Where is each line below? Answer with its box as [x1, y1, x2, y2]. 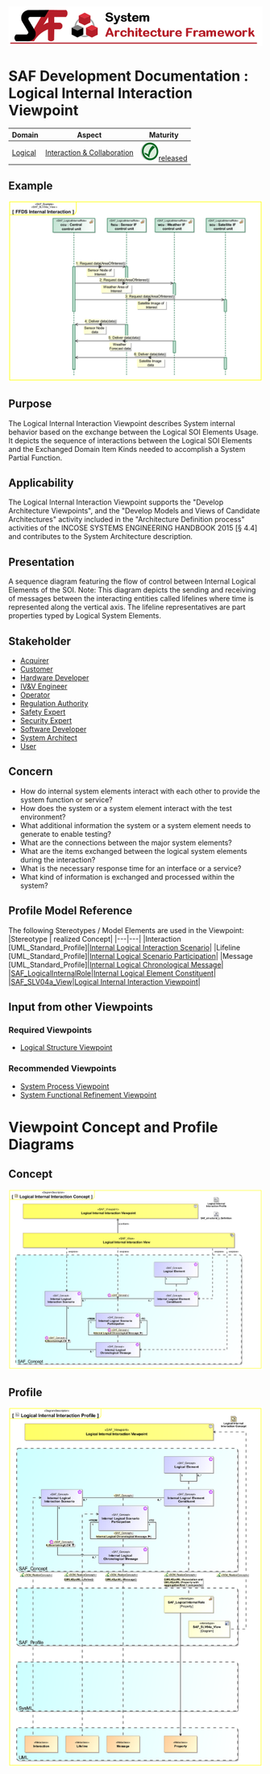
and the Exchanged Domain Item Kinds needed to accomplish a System [8, 444, 246, 454]
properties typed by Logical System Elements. [8, 611, 161, 621]
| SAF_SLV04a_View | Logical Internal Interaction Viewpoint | [8, 977, 201, 986]
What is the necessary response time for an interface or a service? [19, 863, 242, 873]
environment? [19, 812, 66, 822]
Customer [19, 664, 54, 674]
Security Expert [19, 715, 73, 725]
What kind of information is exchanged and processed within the [19, 872, 235, 881]
